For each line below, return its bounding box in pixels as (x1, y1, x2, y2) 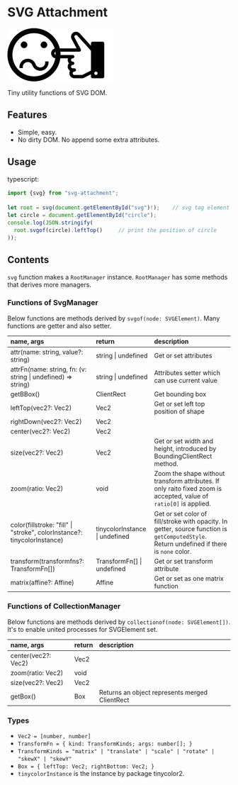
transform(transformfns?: (10, 557, 84, 565)
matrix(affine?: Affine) (10, 578, 74, 586)
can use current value (154, 377, 218, 385)
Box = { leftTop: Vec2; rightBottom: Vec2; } (17, 763, 154, 770)
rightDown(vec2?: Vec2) (10, 417, 82, 425)
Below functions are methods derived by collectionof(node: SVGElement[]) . (7, 618, 231, 626)
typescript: (7, 174, 39, 183)
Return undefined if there (154, 540, 227, 548)
